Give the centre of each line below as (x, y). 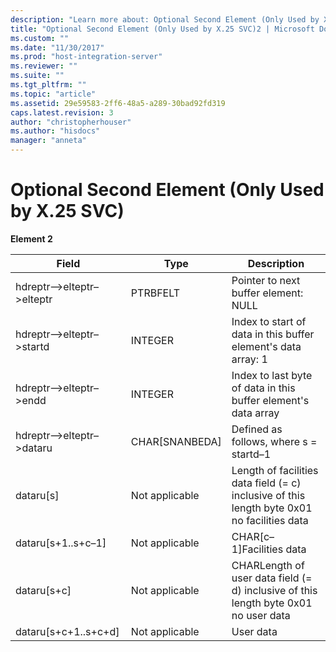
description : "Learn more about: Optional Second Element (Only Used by (165, 19)
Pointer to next (266, 280)
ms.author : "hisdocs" (55, 131)
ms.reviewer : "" (44, 66)
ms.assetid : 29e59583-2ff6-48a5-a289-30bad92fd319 (118, 103)
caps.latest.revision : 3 (62, 112)
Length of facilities (275, 470)
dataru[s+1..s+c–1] (61, 543)
